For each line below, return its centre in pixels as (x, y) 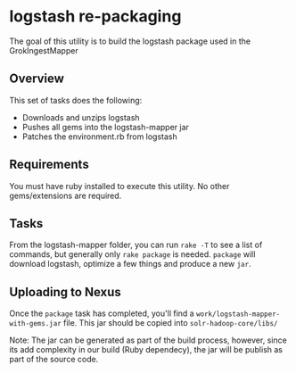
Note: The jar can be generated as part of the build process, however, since (148, 340)
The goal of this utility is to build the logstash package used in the (130, 41)
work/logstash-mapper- (238, 314)
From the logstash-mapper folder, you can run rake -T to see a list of (136, 245)
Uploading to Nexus (66, 292)
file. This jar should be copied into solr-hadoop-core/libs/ (171, 323)
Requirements (49, 165)
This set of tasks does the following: (76, 100)
